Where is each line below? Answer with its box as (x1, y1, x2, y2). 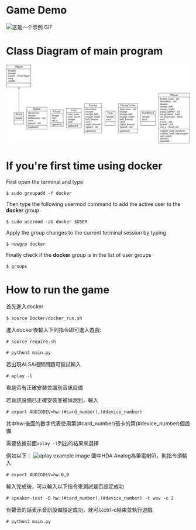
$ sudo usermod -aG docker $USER (6, 219, 88, 225)
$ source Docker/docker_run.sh (6, 315, 82, 322)
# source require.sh (6, 339, 57, 345)
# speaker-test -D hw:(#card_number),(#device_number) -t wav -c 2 (6, 495, 174, 501)
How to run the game (6, 283, 110, 296)
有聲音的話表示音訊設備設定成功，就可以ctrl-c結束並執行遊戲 (6, 507, 153, 514)
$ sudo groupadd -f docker (6, 191, 72, 197)
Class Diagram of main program (6, 44, 163, 58)
